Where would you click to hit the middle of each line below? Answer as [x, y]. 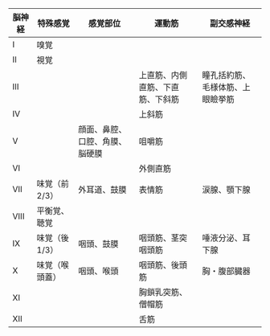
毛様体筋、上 [226, 87]
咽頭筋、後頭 [163, 265]
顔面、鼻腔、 [102, 129]
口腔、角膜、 [102, 141]
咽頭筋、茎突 [163, 238]
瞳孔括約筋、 [226, 75]
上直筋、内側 [163, 75]
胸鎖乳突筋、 [163, 292]
